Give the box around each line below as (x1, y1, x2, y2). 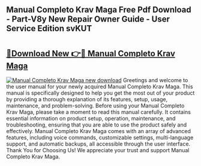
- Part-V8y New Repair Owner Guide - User (6, 14, 170, 25)
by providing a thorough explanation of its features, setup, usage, (6, 96, 168, 102)
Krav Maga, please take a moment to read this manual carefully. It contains (6, 108, 191, 116)
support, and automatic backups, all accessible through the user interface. (6, 140, 191, 147)
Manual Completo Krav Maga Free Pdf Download (6, 5, 191, 15)
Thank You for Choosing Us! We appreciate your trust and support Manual (6, 147, 190, 153)
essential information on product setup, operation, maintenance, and (6, 115, 176, 122)
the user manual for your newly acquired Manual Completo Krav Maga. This (6, 83, 193, 90)
